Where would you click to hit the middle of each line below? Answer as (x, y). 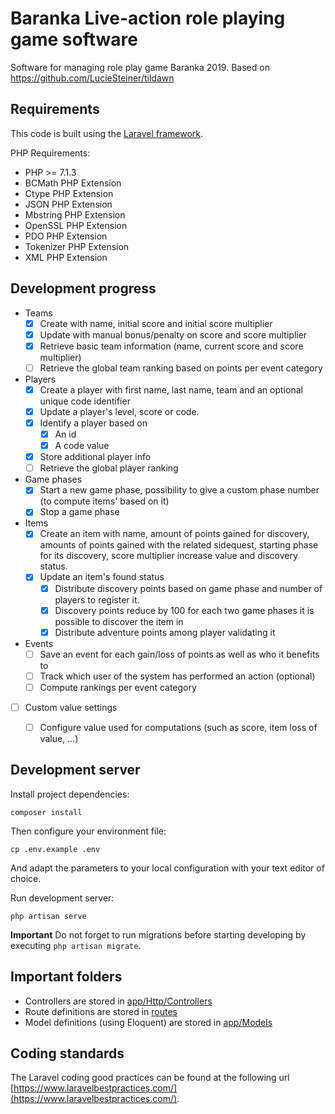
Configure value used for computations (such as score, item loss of (178, 727)
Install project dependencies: (70, 794)
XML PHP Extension (66, 257)
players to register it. (97, 599)
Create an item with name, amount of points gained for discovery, (174, 534)
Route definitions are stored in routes (101, 1011)
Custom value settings (71, 707)
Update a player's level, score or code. (119, 411)
